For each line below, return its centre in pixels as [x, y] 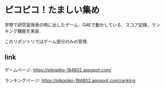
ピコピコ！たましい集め [52, 10]
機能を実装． [31, 31]
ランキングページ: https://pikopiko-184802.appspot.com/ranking [70, 80]
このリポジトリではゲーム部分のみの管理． [48, 41]
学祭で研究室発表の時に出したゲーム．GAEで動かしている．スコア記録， [78, 25]
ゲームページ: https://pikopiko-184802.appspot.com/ [58, 70]
